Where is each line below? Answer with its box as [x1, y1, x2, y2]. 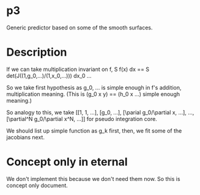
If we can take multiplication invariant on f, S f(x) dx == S [6, 65, 150, 73]
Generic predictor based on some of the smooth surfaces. [6, 24, 153, 31]
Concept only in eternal [6, 155, 128, 169]
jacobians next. [6, 133, 45, 141]
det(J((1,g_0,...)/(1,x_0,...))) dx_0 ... [6, 72, 92, 79]
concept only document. [6, 182, 69, 189]
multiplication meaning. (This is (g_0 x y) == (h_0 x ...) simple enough [6, 90, 180, 98]
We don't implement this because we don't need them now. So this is [6, 175, 180, 182]
